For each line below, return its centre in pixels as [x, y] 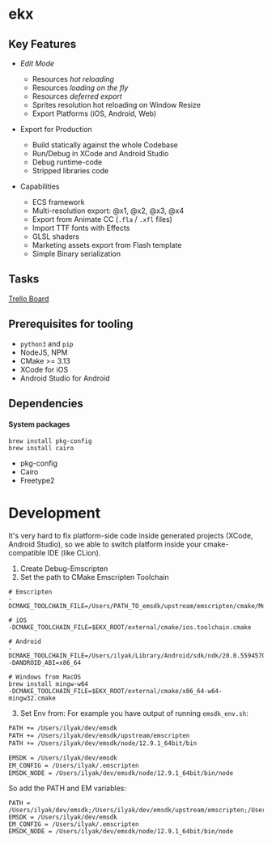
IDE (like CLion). [74, 553]
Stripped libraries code [70, 170]
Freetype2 [37, 481]
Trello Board [29, 298]
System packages [39, 424]
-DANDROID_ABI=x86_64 [45, 663]
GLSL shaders [55, 236]
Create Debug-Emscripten [64, 568]
